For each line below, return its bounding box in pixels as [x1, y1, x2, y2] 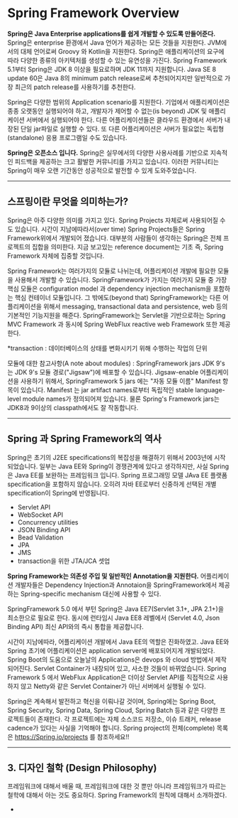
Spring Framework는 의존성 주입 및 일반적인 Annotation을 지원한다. [7, 571, 199, 580]
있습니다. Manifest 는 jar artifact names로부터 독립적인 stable [20, 385, 194, 394]
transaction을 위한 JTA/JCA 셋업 [17, 556, 110, 565]
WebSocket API [17, 510, 64, 519]
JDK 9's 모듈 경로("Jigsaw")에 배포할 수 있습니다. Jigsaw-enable [14, 367, 199, 376]
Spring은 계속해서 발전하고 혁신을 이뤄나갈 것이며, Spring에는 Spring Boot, [7, 696, 216, 705]
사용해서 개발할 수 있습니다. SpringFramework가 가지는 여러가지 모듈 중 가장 [14, 275, 227, 284]
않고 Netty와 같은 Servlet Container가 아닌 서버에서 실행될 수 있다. [20, 682, 207, 690]
